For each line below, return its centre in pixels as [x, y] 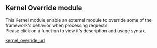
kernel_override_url [25, 40]
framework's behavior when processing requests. [57, 25]
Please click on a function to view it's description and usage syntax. [76, 31]
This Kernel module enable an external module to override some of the [79, 20]
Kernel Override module [44, 8]
